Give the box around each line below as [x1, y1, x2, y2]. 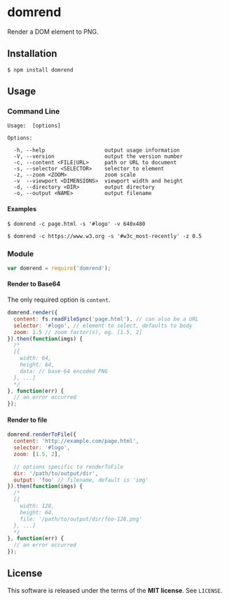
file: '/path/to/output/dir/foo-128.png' [20, 515, 142, 523]
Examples [7, 205, 37, 213]
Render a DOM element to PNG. [7, 27, 99, 36]
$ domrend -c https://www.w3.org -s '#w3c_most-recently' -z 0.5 [7, 232, 202, 239]
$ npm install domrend [7, 66, 74, 74]
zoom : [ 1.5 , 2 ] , [13, 451, 61, 458]
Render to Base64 [7, 280, 61, 288]
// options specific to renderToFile [13, 463, 124, 470]
